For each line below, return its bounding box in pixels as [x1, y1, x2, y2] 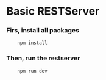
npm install [17, 40, 48, 46]
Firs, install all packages [6, 26, 79, 35]
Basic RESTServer [6, 4, 100, 18]
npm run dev [17, 68, 48, 74]
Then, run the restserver [6, 54, 80, 62]
